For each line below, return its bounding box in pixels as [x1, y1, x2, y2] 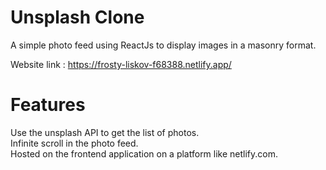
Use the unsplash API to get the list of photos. [10, 126, 200, 138]
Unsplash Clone [10, 6, 145, 29]
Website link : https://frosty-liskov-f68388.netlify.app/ [10, 58, 232, 70]
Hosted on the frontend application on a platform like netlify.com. [10, 147, 279, 160]
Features [10, 94, 86, 116]
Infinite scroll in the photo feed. [10, 137, 139, 149]
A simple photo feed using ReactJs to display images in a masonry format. [10, 39, 317, 51]
